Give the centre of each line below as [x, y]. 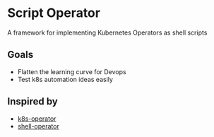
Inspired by [32, 101]
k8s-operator [37, 119]
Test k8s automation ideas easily [65, 79]
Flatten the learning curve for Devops [72, 71]
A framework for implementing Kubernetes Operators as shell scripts [107, 32]
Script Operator [54, 13]
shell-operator [38, 126]
